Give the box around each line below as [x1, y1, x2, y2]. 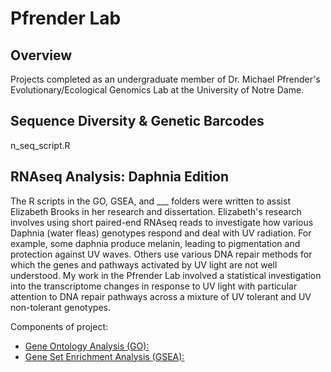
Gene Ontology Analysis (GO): [24, 340, 150, 352]
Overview [10, 47, 73, 64]
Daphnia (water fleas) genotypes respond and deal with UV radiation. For [10, 227, 312, 239]
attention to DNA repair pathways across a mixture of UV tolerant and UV [10, 290, 312, 302]
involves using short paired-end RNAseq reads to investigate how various [10, 216, 314, 228]
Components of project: [10, 320, 109, 332]
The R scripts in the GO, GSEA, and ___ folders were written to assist [10, 195, 291, 207]
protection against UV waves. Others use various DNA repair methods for [10, 248, 313, 260]
